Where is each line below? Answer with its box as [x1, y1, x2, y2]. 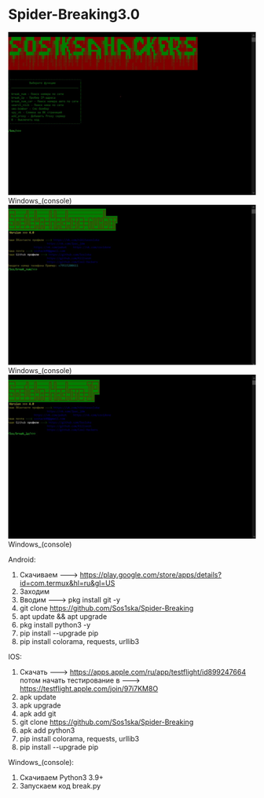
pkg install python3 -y [19, 620, 91, 629]
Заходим [19, 587, 49, 596]
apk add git [19, 708, 57, 718]
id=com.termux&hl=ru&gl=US [19, 578, 115, 588]
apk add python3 [19, 725, 75, 735]
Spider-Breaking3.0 [8, 5, 140, 24]
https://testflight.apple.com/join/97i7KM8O [19, 683, 159, 693]
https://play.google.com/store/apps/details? [79, 569, 222, 579]
